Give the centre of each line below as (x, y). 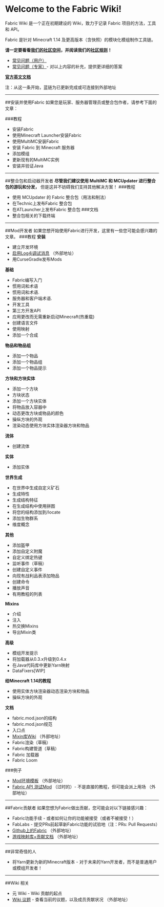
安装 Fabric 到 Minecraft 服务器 (43, 147)
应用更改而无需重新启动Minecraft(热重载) (53, 317)
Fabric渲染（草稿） (31, 742)
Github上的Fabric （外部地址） (43, 830)
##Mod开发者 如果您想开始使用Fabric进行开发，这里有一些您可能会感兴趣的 (81, 230)
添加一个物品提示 (29, 368)
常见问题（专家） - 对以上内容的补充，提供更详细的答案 (67, 66)
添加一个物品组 (27, 362)
